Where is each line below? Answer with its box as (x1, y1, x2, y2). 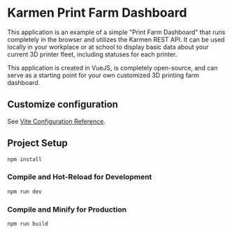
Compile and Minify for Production (7, 204, 127, 214)
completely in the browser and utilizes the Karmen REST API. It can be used (7, 35, 225, 43)
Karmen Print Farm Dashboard (7, 5, 187, 21)
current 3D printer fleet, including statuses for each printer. (7, 50, 177, 58)
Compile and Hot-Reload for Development (7, 172, 152, 182)
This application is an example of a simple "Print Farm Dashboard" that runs (7, 28, 226, 36)
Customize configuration (7, 99, 119, 111)
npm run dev (7, 188, 42, 195)
